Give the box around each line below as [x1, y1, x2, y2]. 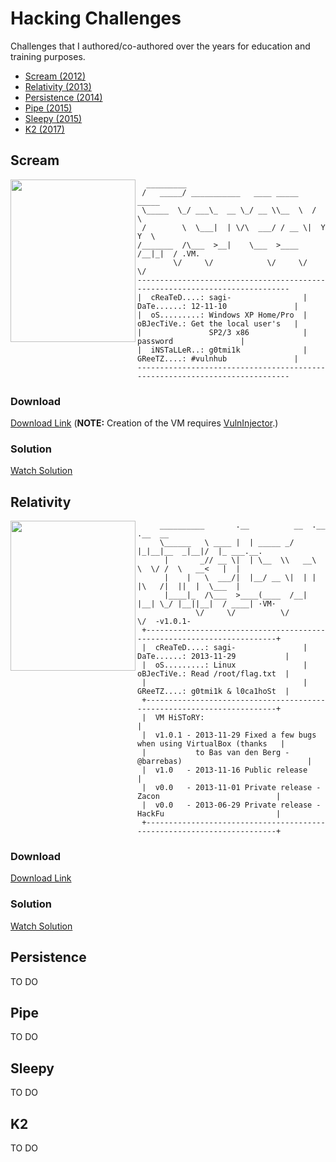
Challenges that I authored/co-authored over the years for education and [10, 40, 311, 52]
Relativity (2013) [24, 80, 92, 92]
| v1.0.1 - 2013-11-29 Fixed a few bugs [141, 730, 317, 741]
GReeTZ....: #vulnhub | [137, 353, 299, 364]
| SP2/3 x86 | [137, 327, 308, 337]
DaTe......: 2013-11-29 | [137, 652, 290, 662]
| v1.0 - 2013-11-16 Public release [141, 765, 308, 776]
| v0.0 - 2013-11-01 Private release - [141, 783, 322, 793]
